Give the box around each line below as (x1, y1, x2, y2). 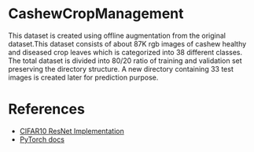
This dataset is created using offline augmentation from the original (8, 31, 226, 40)
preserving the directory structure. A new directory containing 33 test (8, 64, 234, 73)
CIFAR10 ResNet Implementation (19, 126, 124, 135)
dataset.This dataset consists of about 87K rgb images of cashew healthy (8, 39, 247, 48)
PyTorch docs (19, 135, 65, 144)
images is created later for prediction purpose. (8, 72, 159, 82)
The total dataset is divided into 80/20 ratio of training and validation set (8, 56, 242, 65)
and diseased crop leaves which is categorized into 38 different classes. (8, 47, 243, 57)
